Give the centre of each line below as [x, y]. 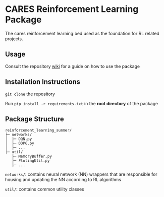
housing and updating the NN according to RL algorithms [63, 180]
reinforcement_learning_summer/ [38, 131]
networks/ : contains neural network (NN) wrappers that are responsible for [81, 174]
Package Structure [35, 119]
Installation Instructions [43, 82]
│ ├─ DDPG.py [20, 143]
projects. [14, 39]
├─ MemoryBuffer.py [32, 157]
